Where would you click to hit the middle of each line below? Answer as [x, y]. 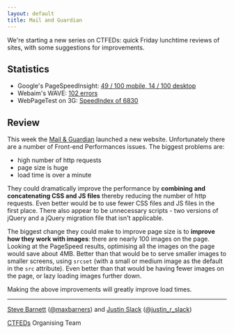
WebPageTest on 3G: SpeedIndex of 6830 [78, 101]
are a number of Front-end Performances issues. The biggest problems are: [116, 147]
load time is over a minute [54, 175]
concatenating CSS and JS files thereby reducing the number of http [107, 196]
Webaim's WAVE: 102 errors [57, 93]
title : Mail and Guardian [45, 20]
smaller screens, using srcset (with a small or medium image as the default [115, 261]
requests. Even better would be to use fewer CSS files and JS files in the [111, 203]
